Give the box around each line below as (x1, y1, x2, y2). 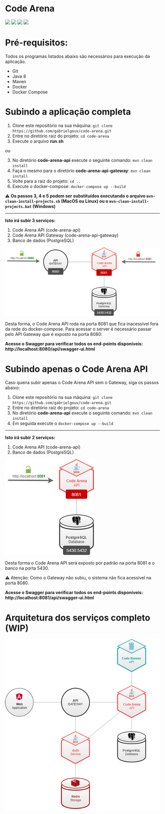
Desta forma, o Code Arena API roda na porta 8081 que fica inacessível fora (5, 321, 159, 327)
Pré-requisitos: (5, 37, 68, 48)
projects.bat (5, 204, 32, 209)
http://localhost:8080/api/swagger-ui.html (5, 346, 95, 352)
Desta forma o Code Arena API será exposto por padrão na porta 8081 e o (5, 560, 155, 566)
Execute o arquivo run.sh (12, 138, 64, 144)
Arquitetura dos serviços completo (5, 612, 151, 623)
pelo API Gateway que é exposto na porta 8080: (5, 332, 102, 337)
